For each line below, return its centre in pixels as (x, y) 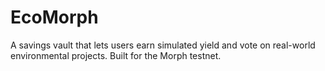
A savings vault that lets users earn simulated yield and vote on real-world (163, 45)
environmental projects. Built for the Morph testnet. (116, 55)
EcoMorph (54, 17)
